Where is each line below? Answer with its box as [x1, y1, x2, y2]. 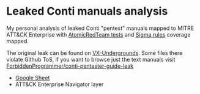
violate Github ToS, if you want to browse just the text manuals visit [6, 56, 176, 63]
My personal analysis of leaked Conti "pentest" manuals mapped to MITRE [6, 24, 194, 32]
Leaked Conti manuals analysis [6, 4, 168, 18]
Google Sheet [15, 74, 50, 81]
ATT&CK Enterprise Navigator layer [15, 81, 104, 88]
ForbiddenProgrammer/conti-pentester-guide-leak [6, 62, 134, 70]
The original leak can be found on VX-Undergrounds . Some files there [6, 49, 183, 56]
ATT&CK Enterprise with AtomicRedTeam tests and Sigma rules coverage [6, 31, 191, 38]
